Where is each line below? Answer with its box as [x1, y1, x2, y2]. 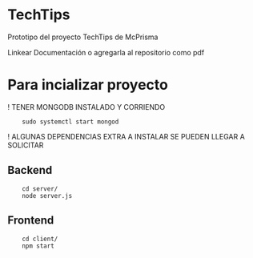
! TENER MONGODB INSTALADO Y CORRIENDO [7, 102, 166, 111]
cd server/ [22, 184, 58, 193]
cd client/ [22, 235, 58, 243]
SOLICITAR [7, 140, 44, 150]
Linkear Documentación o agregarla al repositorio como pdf [7, 47, 205, 57]
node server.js [22, 191, 73, 200]
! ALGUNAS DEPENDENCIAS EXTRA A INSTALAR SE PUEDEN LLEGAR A [7, 131, 245, 141]
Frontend [7, 214, 54, 228]
